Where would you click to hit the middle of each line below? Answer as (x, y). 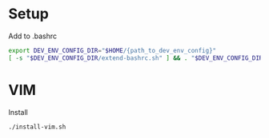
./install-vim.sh (37, 127)
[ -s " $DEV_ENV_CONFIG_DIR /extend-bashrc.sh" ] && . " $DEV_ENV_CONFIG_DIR (136, 58)
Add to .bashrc (33, 36)
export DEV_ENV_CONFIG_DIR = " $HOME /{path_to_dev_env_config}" (112, 50)
